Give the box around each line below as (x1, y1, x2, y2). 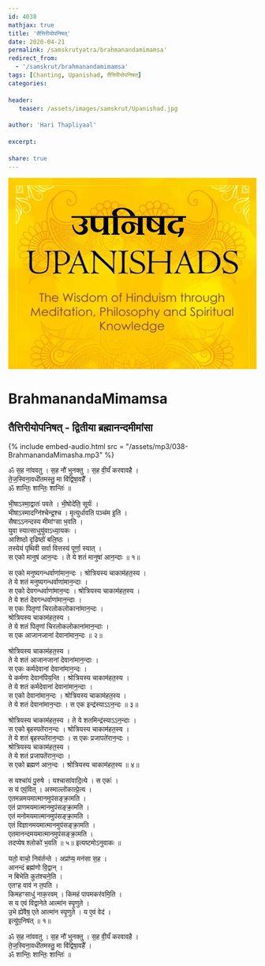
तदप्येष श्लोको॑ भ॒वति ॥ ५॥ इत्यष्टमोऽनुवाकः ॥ (8, 838, 121, 847)
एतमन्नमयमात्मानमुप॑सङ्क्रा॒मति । (8, 794, 87, 803)
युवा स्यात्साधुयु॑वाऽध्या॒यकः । (8, 526, 77, 535)
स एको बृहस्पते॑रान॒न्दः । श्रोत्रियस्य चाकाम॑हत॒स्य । (8, 724, 130, 734)
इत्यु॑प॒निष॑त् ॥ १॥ (8, 916, 51, 926)
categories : (8, 79, 47, 87)
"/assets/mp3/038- (125, 442, 188, 451)
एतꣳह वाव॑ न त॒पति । (8, 881, 59, 890)
